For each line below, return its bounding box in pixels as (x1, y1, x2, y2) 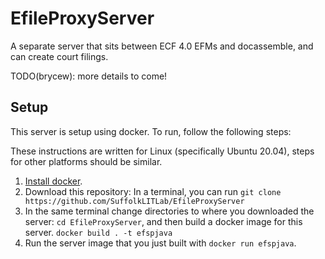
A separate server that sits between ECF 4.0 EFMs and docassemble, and (10, 40, 314, 52)
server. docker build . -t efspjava (24, 226, 173, 238)
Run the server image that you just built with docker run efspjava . (24, 237, 297, 249)
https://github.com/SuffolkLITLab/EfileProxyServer (24, 196, 245, 206)
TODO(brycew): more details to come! (10, 70, 168, 82)
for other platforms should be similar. (10, 155, 163, 167)
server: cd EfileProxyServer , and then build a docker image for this (24, 215, 303, 227)
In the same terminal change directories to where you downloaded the (24, 205, 315, 217)
